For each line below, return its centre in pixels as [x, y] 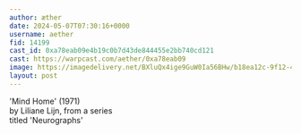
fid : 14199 [30, 42]
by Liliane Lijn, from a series [61, 110]
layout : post [34, 76]
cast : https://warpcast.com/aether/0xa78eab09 [98, 59]
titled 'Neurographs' [46, 120]
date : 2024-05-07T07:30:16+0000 [69, 26]
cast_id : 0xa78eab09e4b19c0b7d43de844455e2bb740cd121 [112, 51]
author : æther [36, 17]
